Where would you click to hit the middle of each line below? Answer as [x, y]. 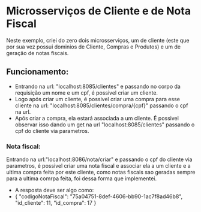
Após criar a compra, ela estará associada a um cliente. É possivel [97, 118]
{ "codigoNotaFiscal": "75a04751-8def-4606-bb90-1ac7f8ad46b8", [99, 196]
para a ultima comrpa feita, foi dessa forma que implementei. [82, 178]
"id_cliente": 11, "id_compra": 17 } [55, 203]
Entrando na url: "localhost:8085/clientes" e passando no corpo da [98, 86]
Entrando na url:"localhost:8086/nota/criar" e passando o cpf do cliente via [99, 159]
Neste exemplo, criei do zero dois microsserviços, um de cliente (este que [98, 40]
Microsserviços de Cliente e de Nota [98, 11]
